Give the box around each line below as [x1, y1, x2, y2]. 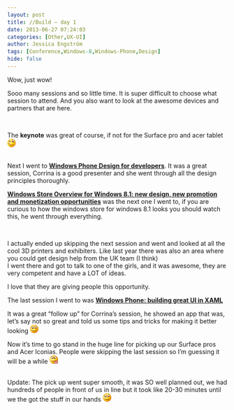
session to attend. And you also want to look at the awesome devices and [7, 96, 219, 105]
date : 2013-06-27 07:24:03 [7, 26, 86, 33]
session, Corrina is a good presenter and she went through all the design [7, 168, 217, 177]
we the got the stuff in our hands [7, 395, 101, 403]
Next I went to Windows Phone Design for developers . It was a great [7, 161, 207, 170]
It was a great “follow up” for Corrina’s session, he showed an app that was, [7, 309, 225, 318]
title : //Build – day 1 [7, 18, 77, 26]
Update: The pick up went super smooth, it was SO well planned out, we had [7, 378, 228, 386]
